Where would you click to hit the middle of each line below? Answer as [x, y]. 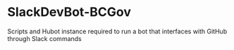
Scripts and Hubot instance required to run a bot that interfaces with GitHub [117, 31]
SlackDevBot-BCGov [69, 12]
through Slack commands [45, 38]
